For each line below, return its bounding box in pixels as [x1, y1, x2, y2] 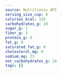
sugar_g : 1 [5, 26, 28, 31]
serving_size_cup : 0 [5, 12, 48, 17]
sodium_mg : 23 [5, 53, 35, 59]
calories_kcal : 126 [5, 16, 46, 21]
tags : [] [5, 63, 23, 68]
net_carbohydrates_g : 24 [5, 58, 57, 63]
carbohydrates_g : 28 [5, 21, 48, 26]
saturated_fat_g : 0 [5, 44, 46, 49]
